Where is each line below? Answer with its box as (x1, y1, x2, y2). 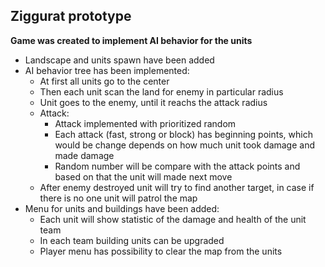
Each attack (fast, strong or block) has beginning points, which (54, 128, 313, 140)
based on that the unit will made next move (54, 170, 233, 183)
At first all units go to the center (39, 75, 170, 87)
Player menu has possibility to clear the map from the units (39, 245, 283, 257)
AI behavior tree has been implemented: (24, 64, 190, 76)
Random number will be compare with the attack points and (54, 160, 301, 172)
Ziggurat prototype (10, 8, 132, 25)
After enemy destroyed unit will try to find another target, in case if (39, 181, 315, 193)
